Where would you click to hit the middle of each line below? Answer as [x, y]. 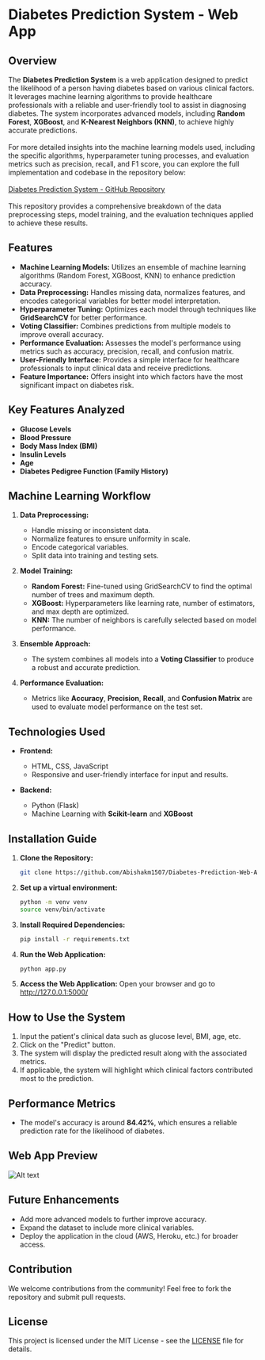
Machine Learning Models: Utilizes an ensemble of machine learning [133, 266]
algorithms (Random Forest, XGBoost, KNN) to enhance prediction [127, 275]
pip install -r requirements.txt [75, 939]
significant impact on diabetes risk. [77, 385]
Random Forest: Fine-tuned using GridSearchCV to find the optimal [142, 586]
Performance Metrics [62, 1103]
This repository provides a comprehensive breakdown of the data [115, 206]
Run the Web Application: [62, 954]
